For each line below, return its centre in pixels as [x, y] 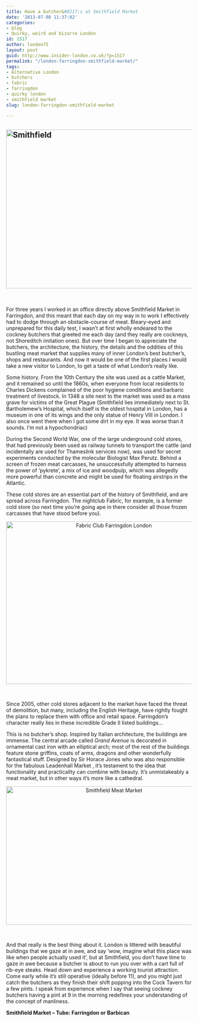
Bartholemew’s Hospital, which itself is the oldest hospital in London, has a [97, 409]
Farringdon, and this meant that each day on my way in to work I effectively [98, 316]
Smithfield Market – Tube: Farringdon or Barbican [68, 1013]
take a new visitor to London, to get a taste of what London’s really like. [92, 366]
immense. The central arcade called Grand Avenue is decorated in [86, 741]
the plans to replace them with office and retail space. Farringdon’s [87, 716]
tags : [13, 66]
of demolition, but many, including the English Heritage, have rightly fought [97, 710]
